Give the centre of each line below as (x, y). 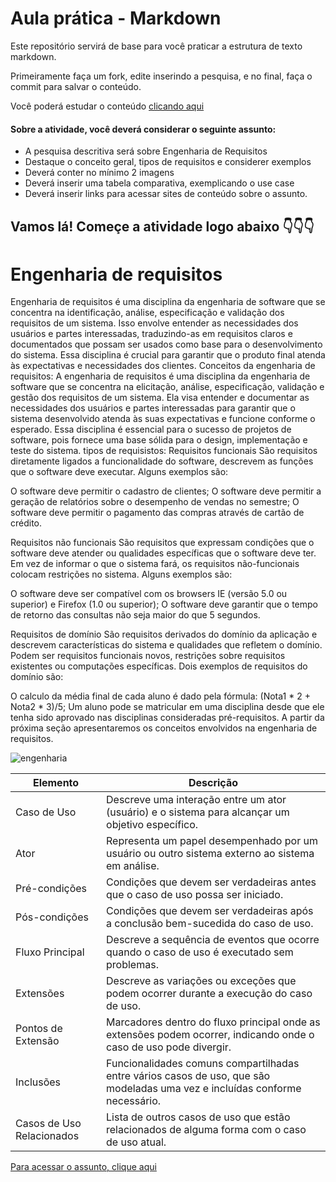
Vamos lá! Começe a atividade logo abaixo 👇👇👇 (162, 226)
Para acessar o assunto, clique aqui (83, 1167)
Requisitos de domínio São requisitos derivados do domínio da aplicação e (164, 634)
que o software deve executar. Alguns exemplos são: (119, 472)
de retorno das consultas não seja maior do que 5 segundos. (135, 615)
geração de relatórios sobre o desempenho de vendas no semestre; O (155, 502)
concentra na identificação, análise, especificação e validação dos (147, 313)
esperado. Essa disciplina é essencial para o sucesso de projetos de (151, 429)
